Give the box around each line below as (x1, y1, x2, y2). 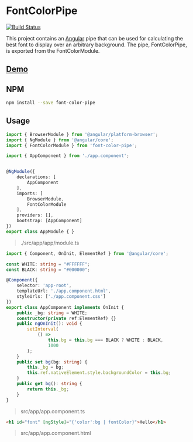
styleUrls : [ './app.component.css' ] (16, 294, 106, 300)
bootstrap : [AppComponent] (16, 218, 82, 224)
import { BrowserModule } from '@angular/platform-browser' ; (6, 131, 158, 137)
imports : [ (16, 191, 43, 196)
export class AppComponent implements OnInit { (6, 304, 125, 310)
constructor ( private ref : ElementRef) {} (16, 315, 116, 321)
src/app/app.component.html (20, 430, 91, 437)
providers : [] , (16, 212, 54, 218)
